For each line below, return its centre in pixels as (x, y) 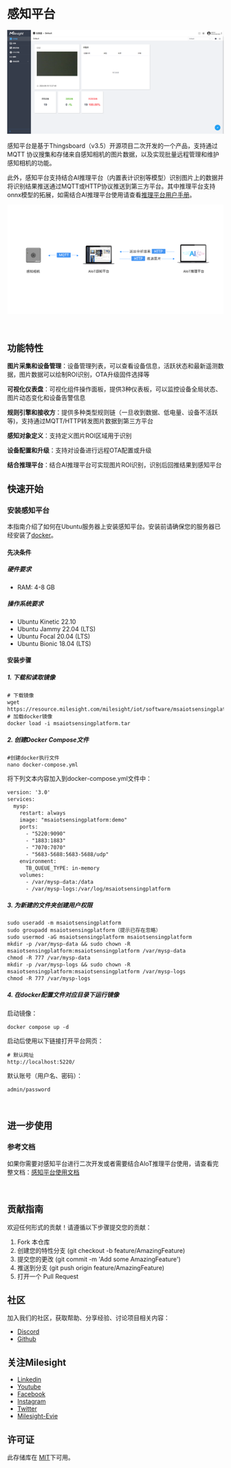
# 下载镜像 (21, 696)
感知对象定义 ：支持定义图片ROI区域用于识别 (69, 436)
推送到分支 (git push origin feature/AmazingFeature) (91, 1267)
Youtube (29, 1387)
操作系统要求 (25, 604)
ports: (29, 827)
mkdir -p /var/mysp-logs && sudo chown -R (69, 965)
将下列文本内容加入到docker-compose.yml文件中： (80, 779)
